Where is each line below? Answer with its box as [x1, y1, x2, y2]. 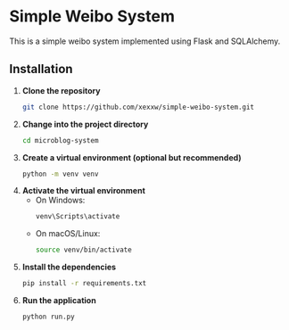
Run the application [21, 295, 96, 305]
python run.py [21, 312, 75, 321]
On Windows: [35, 194, 86, 206]
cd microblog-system [21, 136, 99, 144]
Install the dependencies [21, 261, 117, 273]
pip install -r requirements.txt [21, 279, 147, 288]
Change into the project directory [21, 119, 149, 129]
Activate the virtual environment [21, 186, 145, 196]
